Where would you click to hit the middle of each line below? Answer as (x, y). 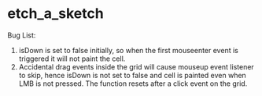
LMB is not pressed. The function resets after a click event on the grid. (133, 84)
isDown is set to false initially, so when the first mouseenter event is (129, 50)
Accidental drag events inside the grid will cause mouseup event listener (137, 66)
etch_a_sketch (55, 14)
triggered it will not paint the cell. (72, 59)
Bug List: (22, 35)
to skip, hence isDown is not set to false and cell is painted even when (133, 75)
